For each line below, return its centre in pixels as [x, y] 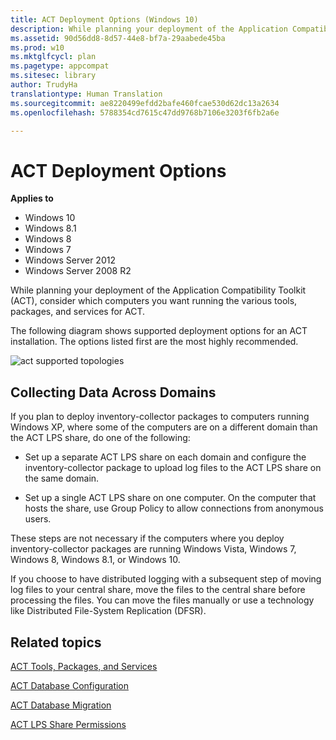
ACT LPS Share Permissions [68, 724]
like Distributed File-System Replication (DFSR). [108, 611]
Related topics [56, 642]
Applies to [32, 198]
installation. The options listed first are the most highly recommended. [154, 342]
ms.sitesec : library [53, 76]
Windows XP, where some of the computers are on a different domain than [164, 427]
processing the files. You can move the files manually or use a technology [162, 600]
